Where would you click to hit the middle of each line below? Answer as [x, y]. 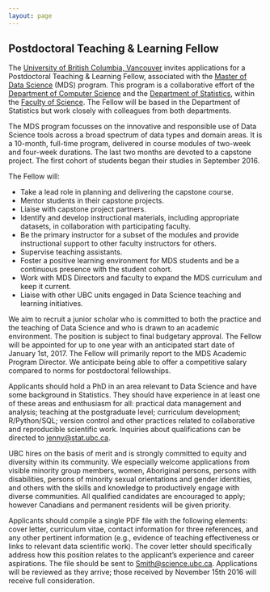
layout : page [30, 16]
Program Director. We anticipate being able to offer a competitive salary [128, 362]
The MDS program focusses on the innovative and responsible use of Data [133, 127]
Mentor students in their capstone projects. [92, 201]
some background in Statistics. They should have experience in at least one [134, 395]
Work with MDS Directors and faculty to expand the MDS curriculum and [141, 278]
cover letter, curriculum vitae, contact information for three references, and [133, 529]
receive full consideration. [52, 581]
